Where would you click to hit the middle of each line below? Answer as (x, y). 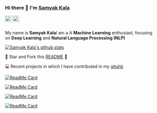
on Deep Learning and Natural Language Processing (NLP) (65, 38)
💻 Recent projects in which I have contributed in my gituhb (64, 66)
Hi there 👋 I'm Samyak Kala (37, 8)
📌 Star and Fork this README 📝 (36, 57)
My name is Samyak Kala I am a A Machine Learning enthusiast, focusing (79, 33)
